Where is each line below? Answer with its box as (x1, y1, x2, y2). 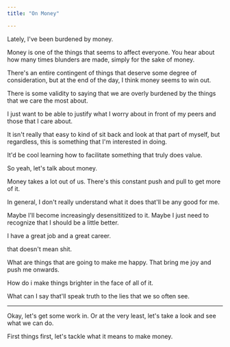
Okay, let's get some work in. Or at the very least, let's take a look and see (7, 311, 217, 320)
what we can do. (7, 319, 54, 327)
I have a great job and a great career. (7, 231, 112, 240)
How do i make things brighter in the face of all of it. (7, 279, 154, 287)
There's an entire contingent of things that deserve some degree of (7, 68, 197, 77)
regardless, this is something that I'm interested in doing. (7, 138, 168, 146)
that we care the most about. (7, 97, 88, 105)
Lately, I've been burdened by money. (7, 35, 114, 43)
